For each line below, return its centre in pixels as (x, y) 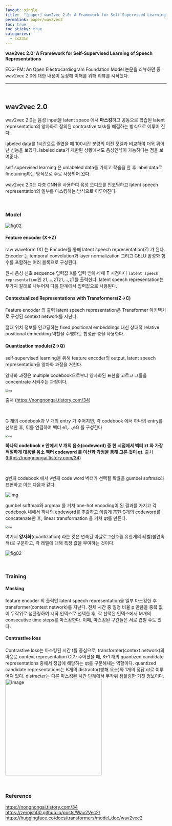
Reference (18, 796)
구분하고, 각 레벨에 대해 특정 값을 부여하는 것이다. (65, 543)
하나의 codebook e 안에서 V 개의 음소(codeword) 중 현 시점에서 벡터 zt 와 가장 (84, 445)
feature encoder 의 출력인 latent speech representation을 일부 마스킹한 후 (81, 600)
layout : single (21, 10)
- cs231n (19, 39)
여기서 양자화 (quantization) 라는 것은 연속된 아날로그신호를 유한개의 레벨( (79, 536)
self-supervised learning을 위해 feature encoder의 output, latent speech (81, 358)
